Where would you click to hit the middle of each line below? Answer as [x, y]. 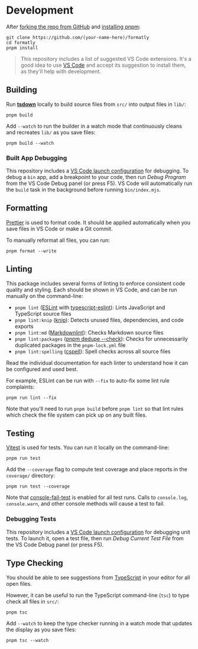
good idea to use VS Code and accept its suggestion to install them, [103, 65]
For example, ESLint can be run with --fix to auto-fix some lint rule [88, 380]
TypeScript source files [43, 313]
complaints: [20, 387]
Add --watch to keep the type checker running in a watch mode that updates [99, 623]
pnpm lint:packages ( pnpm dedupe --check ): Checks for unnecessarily [101, 339]
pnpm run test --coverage [38, 486]
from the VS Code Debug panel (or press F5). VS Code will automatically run [99, 183]
